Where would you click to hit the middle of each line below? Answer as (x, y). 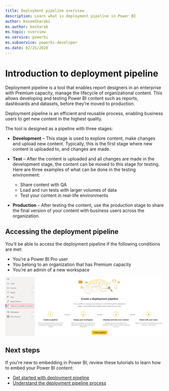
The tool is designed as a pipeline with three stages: (59, 128)
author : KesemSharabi (28, 21)
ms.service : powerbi (27, 37)
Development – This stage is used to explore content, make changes (84, 138)
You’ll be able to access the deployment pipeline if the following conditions (83, 244)
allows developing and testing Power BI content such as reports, (72, 98)
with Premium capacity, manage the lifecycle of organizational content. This (84, 93)
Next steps (23, 350)
